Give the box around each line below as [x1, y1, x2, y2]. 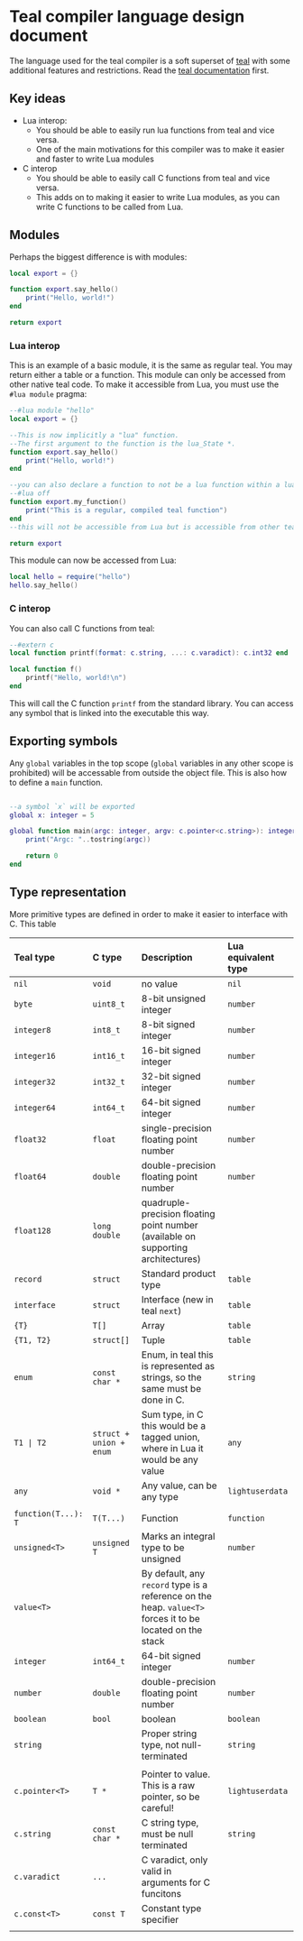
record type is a [141, 1578, 208, 1591]
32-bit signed [141, 1070, 201, 1082]
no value [141, 977, 179, 989]
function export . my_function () [9, 498, 127, 507]
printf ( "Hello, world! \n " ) [25, 674, 127, 683]
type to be [141, 1541, 185, 1553]
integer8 [14, 1025, 51, 1035]
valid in [141, 1864, 172, 1877]
